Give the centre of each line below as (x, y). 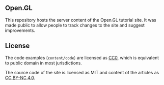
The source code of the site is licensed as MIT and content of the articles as (82, 72)
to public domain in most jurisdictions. (43, 63)
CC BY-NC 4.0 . (20, 78)
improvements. (20, 30)
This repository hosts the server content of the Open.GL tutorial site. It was (81, 20)
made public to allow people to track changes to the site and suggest (75, 25)
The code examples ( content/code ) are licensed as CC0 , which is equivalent (82, 57)
